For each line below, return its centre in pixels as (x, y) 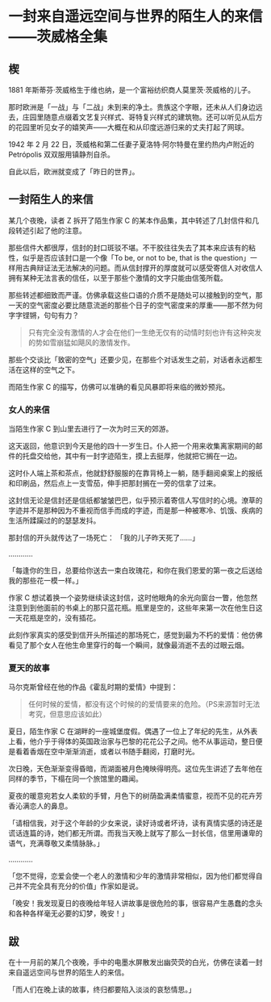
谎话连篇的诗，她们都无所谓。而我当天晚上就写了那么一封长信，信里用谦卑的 (135, 833)
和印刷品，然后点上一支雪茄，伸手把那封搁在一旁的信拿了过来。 (114, 483)
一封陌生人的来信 (51, 200)
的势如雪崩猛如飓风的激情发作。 (81, 342)
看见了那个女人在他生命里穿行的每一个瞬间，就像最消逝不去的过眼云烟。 (128, 645)
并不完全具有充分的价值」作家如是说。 (79, 886)
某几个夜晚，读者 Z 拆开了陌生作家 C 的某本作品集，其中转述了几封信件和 (130, 220)
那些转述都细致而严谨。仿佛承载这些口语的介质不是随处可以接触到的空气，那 (135, 294)
